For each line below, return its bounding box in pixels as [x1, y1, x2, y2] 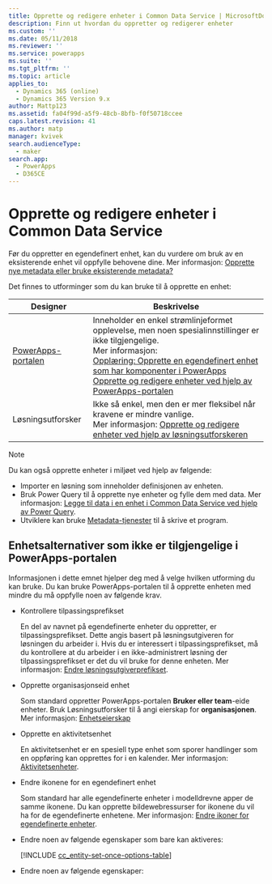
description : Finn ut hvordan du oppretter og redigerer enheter [8, 19, 233, 28]
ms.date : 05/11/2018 [8, 34, 79, 43]
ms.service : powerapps [8, 49, 85, 57]
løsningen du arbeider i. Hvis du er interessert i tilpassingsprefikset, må [19, 639, 258, 648]
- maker [15, 147, 42, 155]
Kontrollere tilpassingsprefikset [19, 606, 124, 615]
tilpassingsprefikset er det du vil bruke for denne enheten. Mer [19, 656, 229, 665]
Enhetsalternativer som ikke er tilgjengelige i [8, 539, 239, 553]
